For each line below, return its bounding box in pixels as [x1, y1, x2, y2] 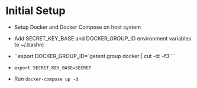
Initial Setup [5, 4, 66, 18]
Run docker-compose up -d [14, 75, 79, 82]
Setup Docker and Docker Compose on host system [14, 23, 141, 31]
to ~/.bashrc [14, 41, 44, 48]
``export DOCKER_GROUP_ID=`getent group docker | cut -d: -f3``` [14, 52, 175, 59]
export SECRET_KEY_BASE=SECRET [14, 65, 92, 71]
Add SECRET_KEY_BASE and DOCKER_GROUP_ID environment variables [14, 35, 192, 42]
